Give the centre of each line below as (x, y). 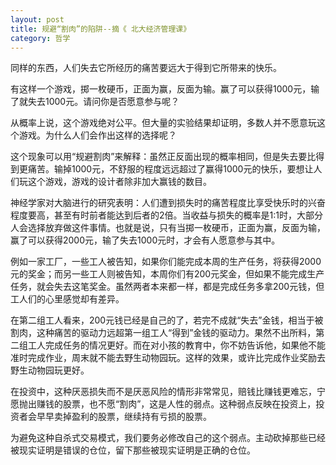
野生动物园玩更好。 (50, 370)
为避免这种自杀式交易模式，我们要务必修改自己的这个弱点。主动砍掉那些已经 (168, 438)
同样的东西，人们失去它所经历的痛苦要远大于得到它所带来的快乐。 (146, 68)
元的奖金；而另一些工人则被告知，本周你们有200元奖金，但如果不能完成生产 (167, 274)
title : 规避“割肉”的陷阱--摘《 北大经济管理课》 (101, 29)
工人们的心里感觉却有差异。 (67, 299)
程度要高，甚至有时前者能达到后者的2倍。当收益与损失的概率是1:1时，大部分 (166, 215)
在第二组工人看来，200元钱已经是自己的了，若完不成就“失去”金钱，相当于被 (167, 320)
